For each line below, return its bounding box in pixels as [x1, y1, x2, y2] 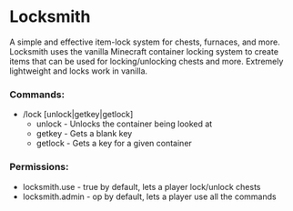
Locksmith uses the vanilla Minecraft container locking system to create [9, 45, 279, 56]
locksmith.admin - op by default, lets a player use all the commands [22, 191, 277, 202]
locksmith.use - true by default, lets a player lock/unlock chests [22, 181, 261, 192]
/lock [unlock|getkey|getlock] [22, 109, 134, 120]
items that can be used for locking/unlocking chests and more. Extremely [9, 55, 284, 66]
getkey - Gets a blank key [35, 128, 133, 139]
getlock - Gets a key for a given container [35, 138, 193, 149]
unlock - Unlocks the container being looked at [35, 118, 213, 129]
